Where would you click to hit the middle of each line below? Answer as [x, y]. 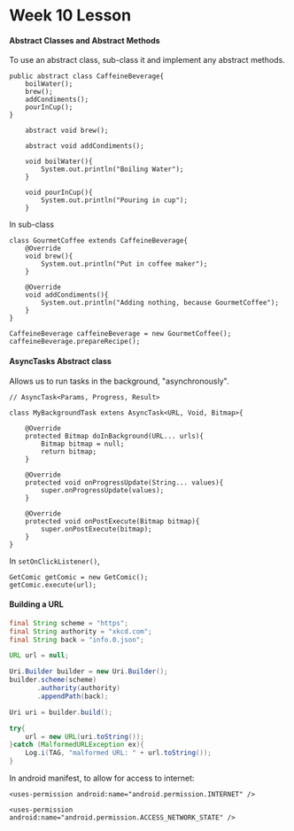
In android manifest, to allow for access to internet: [102, 778]
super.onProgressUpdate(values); [103, 490]
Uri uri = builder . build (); [61, 712]
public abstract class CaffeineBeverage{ [87, 76]
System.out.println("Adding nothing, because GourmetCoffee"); [160, 303]
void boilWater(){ [59, 162]
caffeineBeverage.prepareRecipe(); [75, 342]
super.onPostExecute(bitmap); [97, 529]
